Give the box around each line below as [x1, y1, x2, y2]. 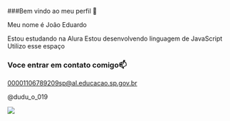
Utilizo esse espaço [7, 42, 66, 50]
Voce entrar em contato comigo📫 [7, 60, 127, 70]
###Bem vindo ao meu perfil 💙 [7, 7, 98, 15]
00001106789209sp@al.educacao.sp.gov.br [7, 79, 137, 88]
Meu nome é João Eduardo [7, 21, 88, 28]
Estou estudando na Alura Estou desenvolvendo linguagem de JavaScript [7, 34, 223, 43]
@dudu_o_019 [7, 93, 48, 101]
